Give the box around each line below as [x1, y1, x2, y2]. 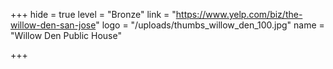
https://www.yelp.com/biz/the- [175, 9, 303, 20]
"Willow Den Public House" [10, 30, 122, 41]
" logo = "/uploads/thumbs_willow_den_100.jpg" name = [95, 19, 325, 31]
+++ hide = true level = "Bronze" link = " [10, 9, 177, 20]
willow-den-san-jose [10, 19, 97, 31]
